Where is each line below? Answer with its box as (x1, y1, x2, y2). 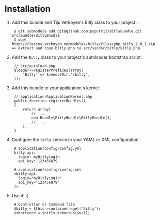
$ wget (14, 37, 27, 42)
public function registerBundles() (14, 98, 86, 103)
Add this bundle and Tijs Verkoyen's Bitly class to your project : (11, 19, 138, 25)
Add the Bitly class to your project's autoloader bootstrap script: (11, 54, 142, 60)
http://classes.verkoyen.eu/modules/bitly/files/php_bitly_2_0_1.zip (11, 41, 156, 47)
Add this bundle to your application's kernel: (11, 85, 100, 91)
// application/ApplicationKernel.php (14, 94, 93, 99)
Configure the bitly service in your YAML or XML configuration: (11, 137, 140, 142)
